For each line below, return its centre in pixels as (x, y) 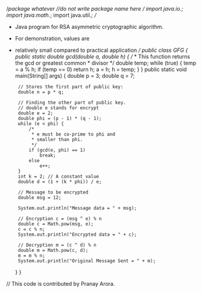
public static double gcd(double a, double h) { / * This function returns (103, 56)
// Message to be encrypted (53, 192)
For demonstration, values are (52, 38)
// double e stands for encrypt (58, 108)
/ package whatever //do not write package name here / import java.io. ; (95, 9)
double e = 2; (36, 113)
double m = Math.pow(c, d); (53, 250)
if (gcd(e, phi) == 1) (57, 150)
